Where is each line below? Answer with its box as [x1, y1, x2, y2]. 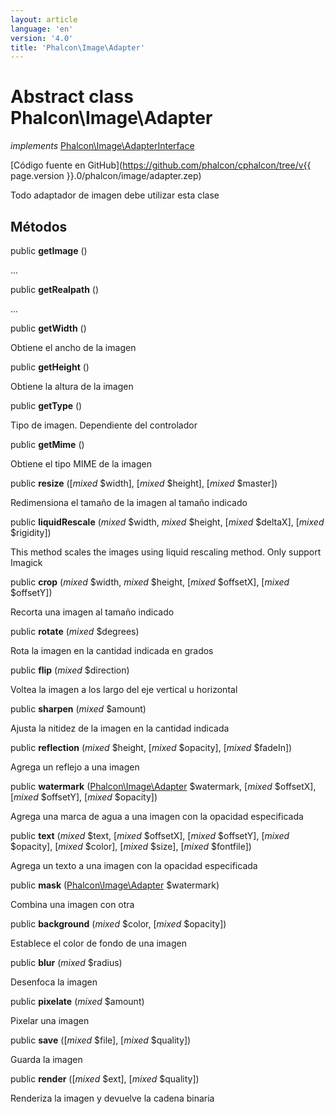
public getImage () [10, 245, 88, 256]
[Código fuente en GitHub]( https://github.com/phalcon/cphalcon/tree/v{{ [10, 159, 312, 171]
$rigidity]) [10, 527, 52, 538]
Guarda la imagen [10, 1054, 83, 1065]
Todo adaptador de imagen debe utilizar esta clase [10, 189, 220, 201]
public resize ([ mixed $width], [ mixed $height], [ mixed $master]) [10, 477, 278, 489]
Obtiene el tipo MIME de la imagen [10, 458, 152, 470]
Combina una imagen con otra [10, 899, 135, 910]
